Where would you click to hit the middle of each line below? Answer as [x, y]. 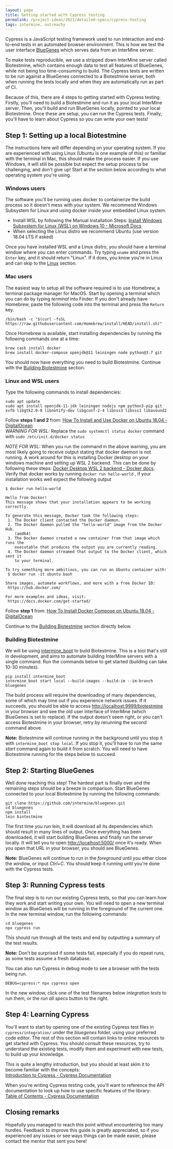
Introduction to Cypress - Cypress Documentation [58, 1075]
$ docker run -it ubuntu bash [40, 574]
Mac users [19, 277]
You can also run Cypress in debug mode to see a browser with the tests [82, 968]
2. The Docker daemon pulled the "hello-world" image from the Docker [85, 525]
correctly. [17, 507]
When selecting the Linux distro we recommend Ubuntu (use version [85, 232]
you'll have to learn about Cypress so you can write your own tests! [77, 119]
